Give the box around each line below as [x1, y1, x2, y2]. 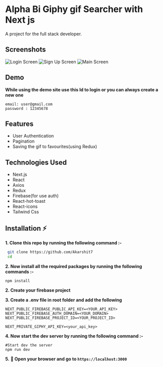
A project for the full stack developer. [5, 31, 82, 37]
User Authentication [12, 133, 54, 139]
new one [5, 92, 24, 98]
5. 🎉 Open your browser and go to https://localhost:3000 [5, 355, 127, 362]
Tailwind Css [12, 209, 39, 215]
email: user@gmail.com [5, 101, 53, 106]
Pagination [12, 138, 35, 144]
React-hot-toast [12, 198, 46, 204]
